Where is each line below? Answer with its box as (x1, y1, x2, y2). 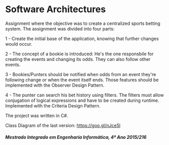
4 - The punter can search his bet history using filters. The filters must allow (5, 92, 164, 98)
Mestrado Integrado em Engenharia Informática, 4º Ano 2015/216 (5, 134, 147, 140)
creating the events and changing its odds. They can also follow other (5, 56, 151, 62)
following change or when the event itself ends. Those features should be (5, 77, 159, 83)
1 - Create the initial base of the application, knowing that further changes (5, 35, 159, 42)
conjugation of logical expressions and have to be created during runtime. (5, 97, 159, 103)
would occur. (5, 41, 32, 47)
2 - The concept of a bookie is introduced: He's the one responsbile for (5, 51, 154, 57)
